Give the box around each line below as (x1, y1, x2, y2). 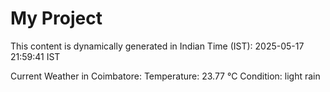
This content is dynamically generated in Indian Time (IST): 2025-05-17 (10, 40, 305, 52)
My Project (10, 7, 103, 30)
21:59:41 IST (10, 50, 61, 62)
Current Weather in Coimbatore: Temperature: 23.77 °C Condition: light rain (10, 70, 321, 82)
